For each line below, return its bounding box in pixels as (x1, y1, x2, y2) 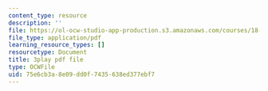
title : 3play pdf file (8, 56, 84, 64)
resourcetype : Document (8, 48, 88, 56)
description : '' (8, 19, 62, 27)
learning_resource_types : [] (8, 41, 105, 49)
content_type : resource (8, 11, 88, 20)
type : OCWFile (8, 63, 56, 71)
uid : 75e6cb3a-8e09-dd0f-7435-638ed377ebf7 (8, 70, 156, 78)
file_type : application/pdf (8, 33, 102, 42)
